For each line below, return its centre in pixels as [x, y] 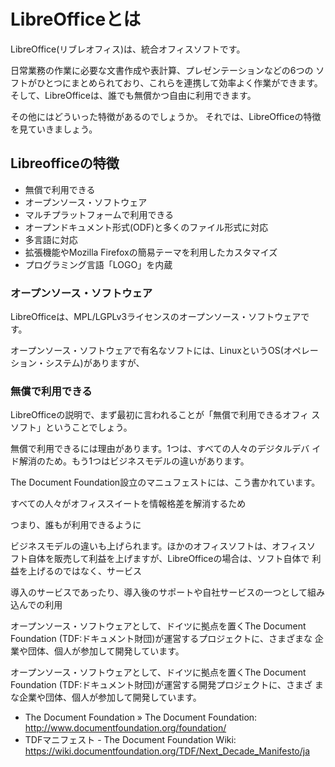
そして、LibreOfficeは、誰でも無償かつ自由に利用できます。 [133, 95]
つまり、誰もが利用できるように [76, 525]
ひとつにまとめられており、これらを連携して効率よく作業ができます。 [179, 82]
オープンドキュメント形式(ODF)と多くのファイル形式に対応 [146, 227]
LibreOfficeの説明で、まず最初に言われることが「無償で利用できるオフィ [160, 415]
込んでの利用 [36, 605]
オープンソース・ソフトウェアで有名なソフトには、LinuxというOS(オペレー [164, 351]
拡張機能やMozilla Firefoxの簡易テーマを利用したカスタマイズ [151, 252]
